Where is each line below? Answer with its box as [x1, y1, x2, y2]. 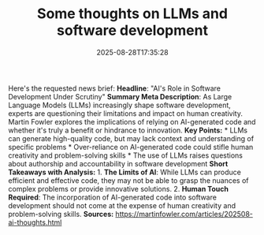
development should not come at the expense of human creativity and [8, 200, 236, 210]
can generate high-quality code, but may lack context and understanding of [8, 133, 255, 143]
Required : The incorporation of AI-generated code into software [8, 192, 217, 202]
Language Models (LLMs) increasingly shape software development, [8, 100, 231, 110]
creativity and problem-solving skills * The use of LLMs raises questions [8, 151, 243, 160]
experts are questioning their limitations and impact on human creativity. [8, 108, 243, 118]
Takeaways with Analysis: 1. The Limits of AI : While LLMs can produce [8, 167, 242, 177]
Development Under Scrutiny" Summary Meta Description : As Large [8, 91, 232, 101]
